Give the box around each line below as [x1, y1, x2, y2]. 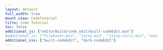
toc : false [5, 25, 27, 30]
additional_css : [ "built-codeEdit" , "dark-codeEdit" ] [5, 38, 116, 43]
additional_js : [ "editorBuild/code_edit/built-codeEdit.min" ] [5, 29, 133, 34]
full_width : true [5, 11, 40, 16]
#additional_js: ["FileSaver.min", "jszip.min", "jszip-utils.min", [5, 34, 147, 39]
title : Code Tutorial [5, 20, 49, 25]
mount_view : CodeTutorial [5, 16, 57, 20]
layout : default [5, 7, 38, 12]
